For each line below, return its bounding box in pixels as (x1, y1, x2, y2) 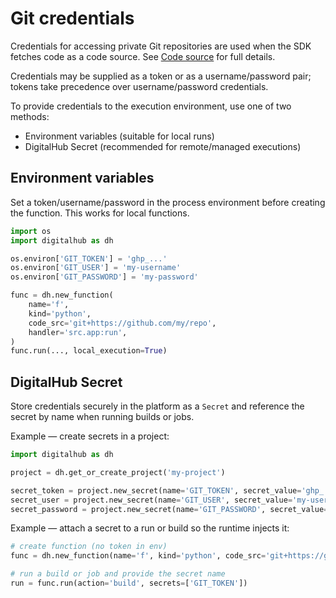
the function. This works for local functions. (10, 207, 190, 219)
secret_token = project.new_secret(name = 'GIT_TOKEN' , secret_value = (10, 485, 302, 496)
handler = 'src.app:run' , (28, 327, 128, 337)
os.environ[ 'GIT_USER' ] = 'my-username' (10, 263, 182, 273)
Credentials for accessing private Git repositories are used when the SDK (10, 40, 312, 52)
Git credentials (10, 7, 135, 30)
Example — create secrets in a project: (10, 430, 170, 442)
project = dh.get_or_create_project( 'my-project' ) (10, 467, 226, 477)
